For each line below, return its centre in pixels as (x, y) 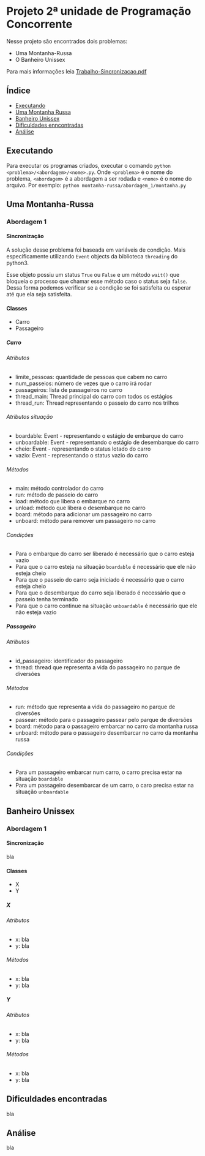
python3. (18, 263)
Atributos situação (30, 417)
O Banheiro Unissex (40, 59)
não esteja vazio (36, 612)
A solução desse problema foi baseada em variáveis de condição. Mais (96, 250)
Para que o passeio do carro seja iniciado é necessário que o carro (100, 580)
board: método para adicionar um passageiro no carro (83, 514)
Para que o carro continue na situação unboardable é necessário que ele (106, 606)
